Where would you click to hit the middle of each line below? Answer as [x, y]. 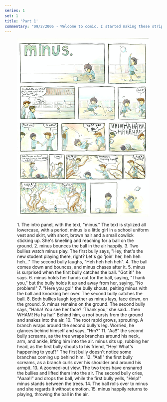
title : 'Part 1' [21, 21]
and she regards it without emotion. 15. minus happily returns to [83, 389]
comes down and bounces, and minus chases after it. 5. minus [81, 267]
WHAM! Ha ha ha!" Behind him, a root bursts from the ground [80, 315]
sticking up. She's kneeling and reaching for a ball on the [76, 240]
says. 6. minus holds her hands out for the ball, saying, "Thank [81, 277]
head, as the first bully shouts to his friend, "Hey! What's [75, 346]
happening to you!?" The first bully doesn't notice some [74, 352]
